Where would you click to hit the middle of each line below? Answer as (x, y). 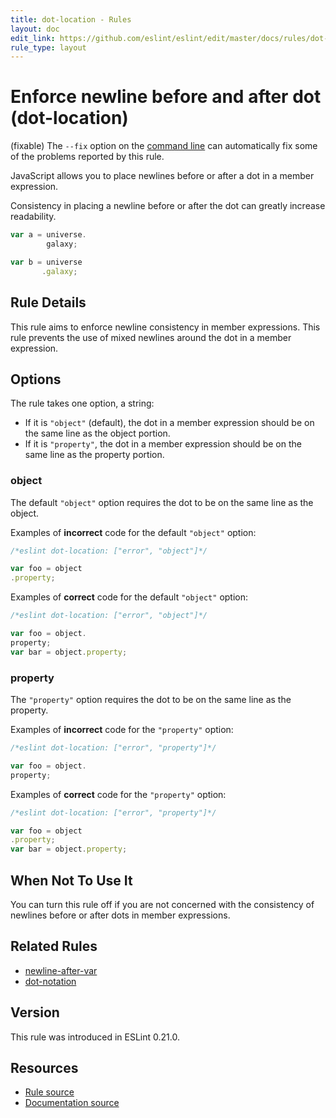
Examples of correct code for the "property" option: (118, 794)
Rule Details (48, 302)
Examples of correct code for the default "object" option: (129, 597)
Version (35, 1012)
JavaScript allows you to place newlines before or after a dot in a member (162, 176)
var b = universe (46, 262)
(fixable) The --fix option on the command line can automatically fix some (164, 146)
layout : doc (35, 29)
